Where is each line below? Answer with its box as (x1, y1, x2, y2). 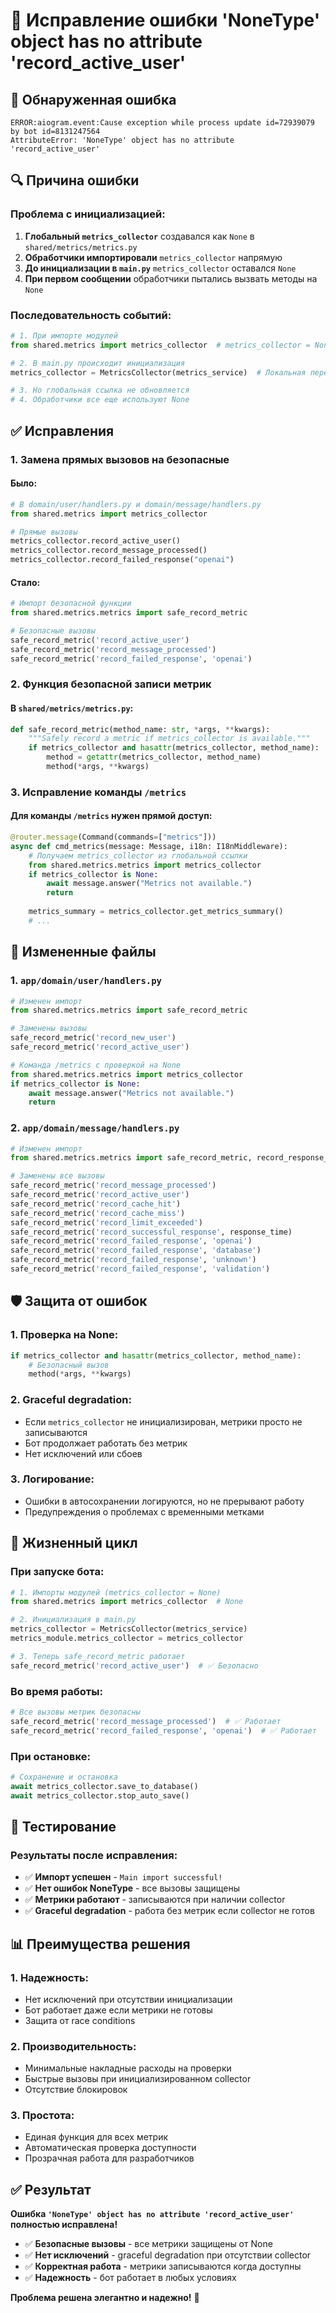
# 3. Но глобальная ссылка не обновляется (10, 385, 190, 396)
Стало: (10, 576, 41, 588)
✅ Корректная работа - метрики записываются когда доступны (24, 2260, 302, 2273)
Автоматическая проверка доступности (24, 2142, 197, 2154)
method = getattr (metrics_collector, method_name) (46, 752, 262, 763)
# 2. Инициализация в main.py (10, 1615, 137, 1625)
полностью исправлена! (10, 2219, 118, 2231)
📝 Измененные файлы (10, 944, 157, 961)
